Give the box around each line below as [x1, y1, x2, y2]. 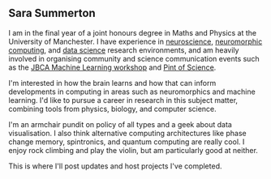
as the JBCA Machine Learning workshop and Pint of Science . [8, 62, 217, 72]
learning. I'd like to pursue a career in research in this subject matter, [8, 95, 238, 104]
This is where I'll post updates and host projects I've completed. [8, 161, 222, 171]
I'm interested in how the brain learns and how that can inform [8, 78, 217, 87]
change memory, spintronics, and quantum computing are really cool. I [8, 137, 245, 147]
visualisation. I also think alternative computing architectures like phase [8, 128, 247, 138]
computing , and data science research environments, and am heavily [8, 45, 239, 55]
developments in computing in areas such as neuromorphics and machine [8, 87, 256, 96]
